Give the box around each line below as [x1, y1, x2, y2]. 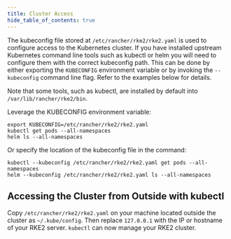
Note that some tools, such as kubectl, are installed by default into [7, 87, 198, 95]
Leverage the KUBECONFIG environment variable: [7, 108, 152, 116]
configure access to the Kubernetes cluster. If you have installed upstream [7, 43, 222, 52]
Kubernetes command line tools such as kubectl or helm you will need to [7, 50, 217, 59]
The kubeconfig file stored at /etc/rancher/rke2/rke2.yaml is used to [7, 36, 207, 44]
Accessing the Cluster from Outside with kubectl [7, 190, 225, 202]
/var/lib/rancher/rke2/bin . [7, 94, 88, 102]
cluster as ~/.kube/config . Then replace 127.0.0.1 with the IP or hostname [7, 216, 223, 224]
